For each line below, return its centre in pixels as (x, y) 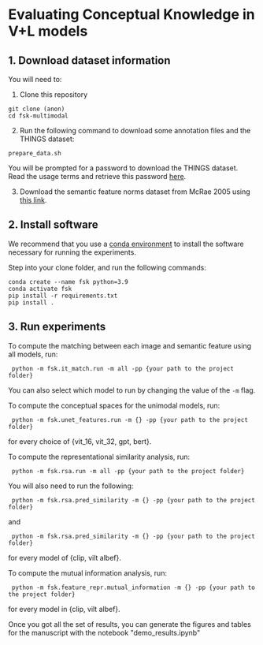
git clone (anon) (37, 109)
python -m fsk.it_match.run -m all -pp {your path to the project (123, 368)
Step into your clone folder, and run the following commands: (107, 267)
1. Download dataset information (89, 60)
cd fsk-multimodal (38, 116)
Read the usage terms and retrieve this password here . (97, 176)
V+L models (48, 31)
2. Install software (53, 225)
